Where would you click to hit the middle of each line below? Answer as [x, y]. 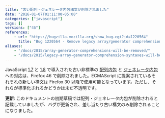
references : [17, 32]
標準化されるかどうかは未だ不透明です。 [59, 88]
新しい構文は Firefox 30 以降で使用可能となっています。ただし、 [87, 82]
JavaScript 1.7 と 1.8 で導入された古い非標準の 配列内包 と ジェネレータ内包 [82, 70]
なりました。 [22, 111]
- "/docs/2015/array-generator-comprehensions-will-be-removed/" [82, 50]
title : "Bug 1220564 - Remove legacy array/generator [74, 42]
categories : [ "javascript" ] [34, 19]
